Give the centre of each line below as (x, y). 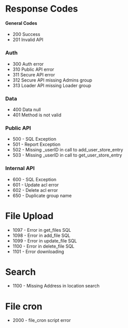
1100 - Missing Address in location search (56, 286)
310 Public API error (33, 69)
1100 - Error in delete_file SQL (44, 246)
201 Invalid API (28, 40)
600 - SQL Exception (34, 179)
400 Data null (27, 109)
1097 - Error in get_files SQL (42, 230)
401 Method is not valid (37, 115)
